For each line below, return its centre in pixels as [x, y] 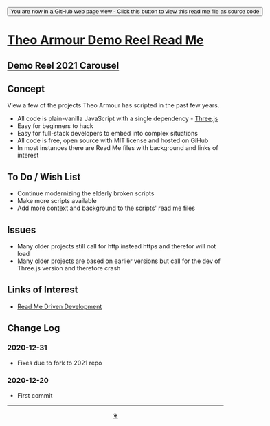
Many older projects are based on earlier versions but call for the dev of [119, 261]
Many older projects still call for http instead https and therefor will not [116, 246]
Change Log [34, 328]
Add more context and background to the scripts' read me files [106, 208]
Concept [26, 88]
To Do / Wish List [44, 177]
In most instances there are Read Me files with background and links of [117, 148]
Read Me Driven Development [59, 306]
